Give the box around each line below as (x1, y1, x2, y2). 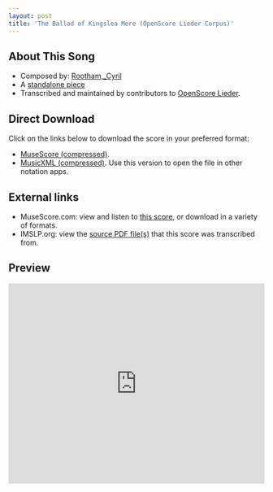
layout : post (8, 11, 53, 20)
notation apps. (19, 167, 69, 176)
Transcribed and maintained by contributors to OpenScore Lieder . (19, 89, 241, 98)
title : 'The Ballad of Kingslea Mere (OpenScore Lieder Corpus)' (8, 20, 234, 28)
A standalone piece (19, 80, 85, 89)
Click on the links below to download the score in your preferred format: (8, 133, 249, 143)
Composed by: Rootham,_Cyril (19, 71, 122, 81)
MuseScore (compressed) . (19, 150, 110, 159)
